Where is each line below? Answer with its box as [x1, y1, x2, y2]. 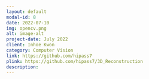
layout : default [6, 8, 47, 15]
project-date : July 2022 [6, 36, 68, 42]
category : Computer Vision [6, 48, 74, 53]
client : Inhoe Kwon [6, 42, 55, 48]
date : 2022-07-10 [6, 20, 50, 26]
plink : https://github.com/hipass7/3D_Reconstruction [6, 58, 144, 64]
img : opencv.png [6, 25, 47, 31]
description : [6, 64, 39, 70]
